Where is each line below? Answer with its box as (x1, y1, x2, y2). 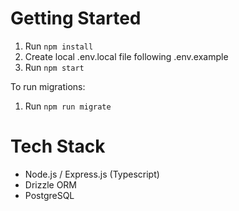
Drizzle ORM (24, 178, 78, 191)
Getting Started (10, 7, 142, 30)
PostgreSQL (24, 189, 75, 201)
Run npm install (24, 40, 94, 52)
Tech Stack (10, 135, 106, 158)
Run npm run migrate (24, 100, 112, 112)
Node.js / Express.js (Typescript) (24, 168, 160, 180)
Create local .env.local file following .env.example (24, 50, 229, 62)
